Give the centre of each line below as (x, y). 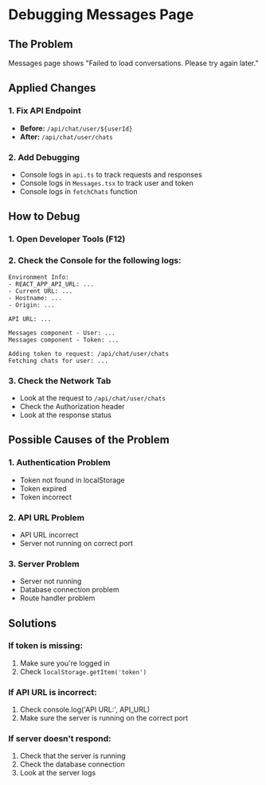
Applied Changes (52, 88)
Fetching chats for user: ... (59, 361)
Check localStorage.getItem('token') (83, 671)
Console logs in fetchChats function (78, 191)
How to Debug (44, 217)
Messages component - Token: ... (64, 340)
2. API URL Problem (47, 517)
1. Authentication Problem (59, 463)
